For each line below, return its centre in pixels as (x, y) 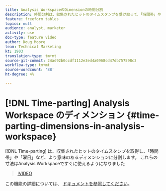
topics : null (19, 24)
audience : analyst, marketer (35, 28)
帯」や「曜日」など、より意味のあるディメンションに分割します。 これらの (82, 157)
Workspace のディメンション (65, 115)
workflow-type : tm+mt (28, 65)
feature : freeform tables (32, 19)
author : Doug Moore (25, 42)
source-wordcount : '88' (30, 70)
